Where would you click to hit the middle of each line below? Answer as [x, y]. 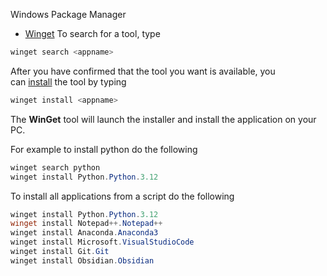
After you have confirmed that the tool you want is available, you [143, 71]
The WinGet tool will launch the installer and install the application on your [163, 119]
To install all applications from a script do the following [122, 196]
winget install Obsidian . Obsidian [82, 260]
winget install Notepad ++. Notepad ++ [86, 224]
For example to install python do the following [104, 149]
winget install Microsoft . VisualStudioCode [102, 242]
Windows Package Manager [68, 14]
